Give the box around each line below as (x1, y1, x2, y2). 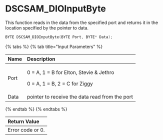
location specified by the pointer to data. (5, 24, 89, 30)
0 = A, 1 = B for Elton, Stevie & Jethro (26, 68, 114, 75)
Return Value (7, 118, 39, 125)
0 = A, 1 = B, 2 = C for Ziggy (26, 80, 93, 87)
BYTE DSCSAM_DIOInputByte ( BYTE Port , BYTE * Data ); (5, 34, 113, 39)
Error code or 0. (7, 126, 45, 133)
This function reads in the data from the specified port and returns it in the (5, 19, 158, 25)
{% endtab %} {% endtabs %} (5, 106, 67, 112)
